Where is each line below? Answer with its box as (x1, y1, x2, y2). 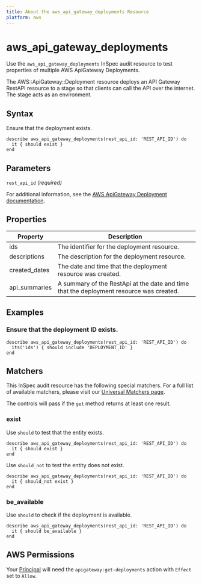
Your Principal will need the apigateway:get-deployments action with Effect (6, 565, 192, 573)
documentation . (6, 197, 46, 205)
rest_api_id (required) (6, 179, 62, 187)
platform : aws (6, 14, 42, 20)
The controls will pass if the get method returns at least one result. (6, 400, 171, 407)
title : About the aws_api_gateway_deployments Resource (6, 8, 149, 15)
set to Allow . (6, 572, 37, 579)
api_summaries (9, 283, 52, 291)
